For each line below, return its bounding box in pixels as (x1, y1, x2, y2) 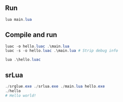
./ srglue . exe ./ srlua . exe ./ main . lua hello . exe (5, 84, 105, 89)
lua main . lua (5, 17, 32, 22)
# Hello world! (5, 93, 37, 98)
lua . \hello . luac (5, 57, 41, 62)
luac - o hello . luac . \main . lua (5, 44, 70, 49)
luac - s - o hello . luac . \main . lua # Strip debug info (5, 48, 119, 53)
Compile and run (5, 31, 57, 39)
